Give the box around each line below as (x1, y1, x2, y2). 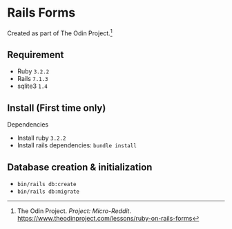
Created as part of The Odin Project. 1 (7, 28, 113, 37)
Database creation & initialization (7, 161, 153, 173)
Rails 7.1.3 (17, 75, 48, 83)
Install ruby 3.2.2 (17, 134, 66, 143)
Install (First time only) (7, 102, 106, 113)
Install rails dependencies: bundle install (17, 141, 137, 149)
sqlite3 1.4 (17, 82, 48, 91)
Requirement (7, 48, 64, 60)
